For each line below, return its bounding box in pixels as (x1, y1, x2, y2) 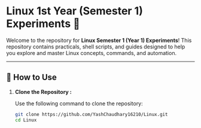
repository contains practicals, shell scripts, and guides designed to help (6, 43, 185, 50)
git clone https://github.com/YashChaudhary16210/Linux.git (14, 111, 168, 117)
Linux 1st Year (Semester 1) (6, 4, 144, 18)
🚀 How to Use (6, 72, 57, 83)
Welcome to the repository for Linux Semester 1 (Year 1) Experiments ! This (6, 36, 192, 44)
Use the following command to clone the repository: (14, 100, 144, 107)
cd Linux (14, 117, 37, 123)
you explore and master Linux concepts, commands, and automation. (6, 49, 177, 56)
